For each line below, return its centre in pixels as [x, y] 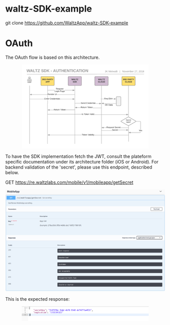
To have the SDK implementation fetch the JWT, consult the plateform [78, 156]
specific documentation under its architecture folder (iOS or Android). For [82, 161]
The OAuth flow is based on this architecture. [53, 57]
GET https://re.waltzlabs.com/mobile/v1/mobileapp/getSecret [69, 182]
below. [12, 172]
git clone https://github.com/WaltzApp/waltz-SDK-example [67, 23]
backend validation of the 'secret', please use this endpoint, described [79, 167]
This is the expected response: [38, 299]
